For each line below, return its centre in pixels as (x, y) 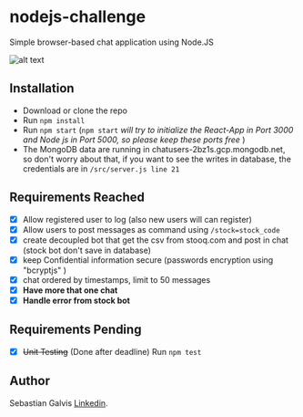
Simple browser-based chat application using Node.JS (111, 42)
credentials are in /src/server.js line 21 (101, 168)
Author (30, 381)
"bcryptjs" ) (44, 270)
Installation (42, 89)
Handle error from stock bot (76, 300)
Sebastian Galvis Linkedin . (59, 402)
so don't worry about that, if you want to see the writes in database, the (157, 159)
